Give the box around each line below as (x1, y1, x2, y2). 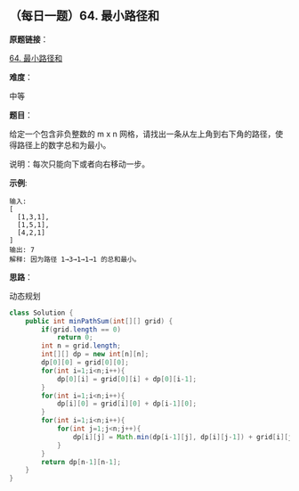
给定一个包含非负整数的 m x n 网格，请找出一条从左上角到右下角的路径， (9, 128, 276, 139)
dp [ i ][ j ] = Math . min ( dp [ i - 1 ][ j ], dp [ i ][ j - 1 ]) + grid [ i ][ (72, 432, 289, 441)
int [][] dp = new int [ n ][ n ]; (41, 350, 149, 359)
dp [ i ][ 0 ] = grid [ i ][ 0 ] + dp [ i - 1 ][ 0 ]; (56, 399, 198, 408)
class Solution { (9, 308, 74, 317)
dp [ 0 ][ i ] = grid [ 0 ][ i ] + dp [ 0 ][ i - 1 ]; (56, 374, 198, 383)
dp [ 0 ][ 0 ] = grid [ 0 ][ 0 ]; (41, 358, 129, 367)
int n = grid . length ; (41, 341, 122, 350)
